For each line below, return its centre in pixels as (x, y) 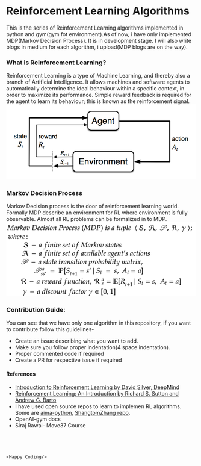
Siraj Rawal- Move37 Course (50, 426)
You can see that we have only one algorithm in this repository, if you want (99, 323)
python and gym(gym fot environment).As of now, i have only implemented (99, 34)
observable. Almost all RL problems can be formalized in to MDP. (87, 219)
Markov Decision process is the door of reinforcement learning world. (92, 207)
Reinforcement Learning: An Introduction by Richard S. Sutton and (97, 394)
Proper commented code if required (59, 354)
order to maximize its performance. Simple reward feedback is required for (99, 95)
